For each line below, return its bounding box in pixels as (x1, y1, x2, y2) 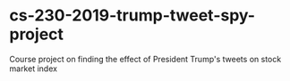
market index (9, 63, 58, 74)
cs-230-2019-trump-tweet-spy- (9, 5, 256, 26)
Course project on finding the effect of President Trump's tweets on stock (9, 53, 282, 64)
